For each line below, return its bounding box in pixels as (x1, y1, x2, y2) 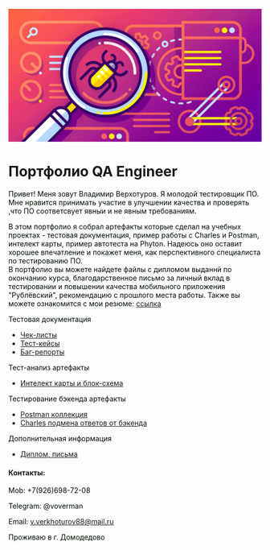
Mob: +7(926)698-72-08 (8, 486, 91, 495)
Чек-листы (19, 330, 58, 340)
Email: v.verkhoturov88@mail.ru (8, 517, 114, 527)
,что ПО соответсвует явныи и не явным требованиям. (8, 206, 197, 216)
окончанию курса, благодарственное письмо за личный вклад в (8, 273, 231, 283)
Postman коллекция (19, 410, 88, 420)
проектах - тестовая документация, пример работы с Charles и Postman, (8, 230, 260, 240)
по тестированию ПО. (8, 256, 83, 266)
